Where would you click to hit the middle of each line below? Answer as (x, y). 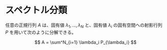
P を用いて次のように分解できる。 (41, 32)
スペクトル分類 (36, 10)
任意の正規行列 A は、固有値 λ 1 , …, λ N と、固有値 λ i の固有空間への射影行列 (84, 25)
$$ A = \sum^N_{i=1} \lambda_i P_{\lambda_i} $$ (86, 42)
